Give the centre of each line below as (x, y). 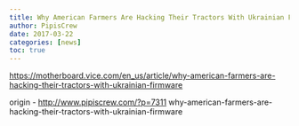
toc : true (28, 51)
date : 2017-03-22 (41, 34)
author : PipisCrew (43, 26)
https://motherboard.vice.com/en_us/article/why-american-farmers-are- (142, 75)
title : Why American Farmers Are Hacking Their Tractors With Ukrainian (147, 17)
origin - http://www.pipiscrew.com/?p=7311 (88, 102)
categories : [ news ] (45, 42)
